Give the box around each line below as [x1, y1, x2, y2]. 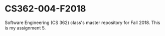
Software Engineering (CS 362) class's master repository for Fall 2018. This [5, 19, 160, 25]
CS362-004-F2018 [5, 3, 86, 14]
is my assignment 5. [5, 24, 46, 30]
